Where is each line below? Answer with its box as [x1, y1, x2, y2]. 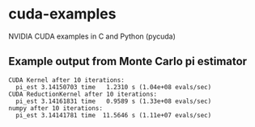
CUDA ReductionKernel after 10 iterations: [8, 90, 158, 98]
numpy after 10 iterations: [8, 104, 104, 113]
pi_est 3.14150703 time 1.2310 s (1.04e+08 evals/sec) [15, 83, 212, 91]
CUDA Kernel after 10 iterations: [8, 76, 125, 84]
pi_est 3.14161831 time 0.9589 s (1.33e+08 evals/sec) [15, 97, 212, 105]
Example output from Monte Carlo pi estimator [8, 55, 248, 68]
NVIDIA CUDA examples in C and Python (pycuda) [8, 31, 176, 41]
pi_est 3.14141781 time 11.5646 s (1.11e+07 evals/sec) [15, 111, 212, 119]
